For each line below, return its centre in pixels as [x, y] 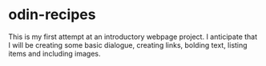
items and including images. [55, 53]
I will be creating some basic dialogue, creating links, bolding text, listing [128, 45]
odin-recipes [52, 15]
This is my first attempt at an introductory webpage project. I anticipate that [133, 37]
